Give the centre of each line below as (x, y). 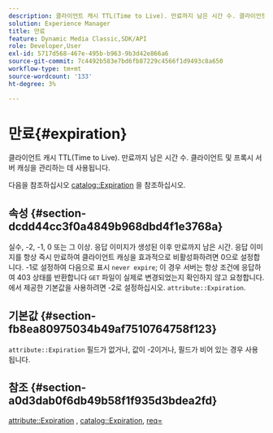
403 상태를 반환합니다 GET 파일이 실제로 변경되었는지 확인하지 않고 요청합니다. (141, 278)
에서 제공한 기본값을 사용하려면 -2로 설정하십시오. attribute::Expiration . (127, 288)
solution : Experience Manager (60, 24)
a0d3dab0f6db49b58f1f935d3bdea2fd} (113, 401)
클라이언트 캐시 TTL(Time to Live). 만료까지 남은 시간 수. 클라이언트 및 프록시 (131, 158)
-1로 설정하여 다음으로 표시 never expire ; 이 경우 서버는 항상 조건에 (132, 267)
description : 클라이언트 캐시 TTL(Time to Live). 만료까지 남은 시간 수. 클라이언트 (138, 16)
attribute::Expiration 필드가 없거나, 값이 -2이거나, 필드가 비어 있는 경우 (126, 349)
